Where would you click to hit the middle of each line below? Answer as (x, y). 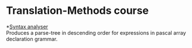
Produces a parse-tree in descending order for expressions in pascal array (96, 32)
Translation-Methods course (78, 11)
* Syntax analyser (27, 27)
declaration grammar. (32, 39)
